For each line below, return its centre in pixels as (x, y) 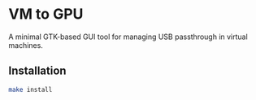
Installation (37, 71)
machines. (26, 45)
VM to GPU (46, 14)
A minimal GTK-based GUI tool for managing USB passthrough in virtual (128, 37)
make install (30, 89)
